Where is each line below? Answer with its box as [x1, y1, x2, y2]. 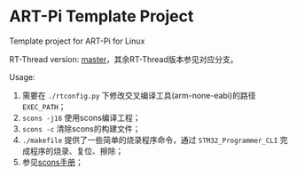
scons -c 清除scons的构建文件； [21, 123, 141, 134]
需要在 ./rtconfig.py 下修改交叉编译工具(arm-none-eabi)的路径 [21, 90, 256, 100]
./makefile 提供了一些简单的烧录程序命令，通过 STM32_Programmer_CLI [21, 134, 278, 145]
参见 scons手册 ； [21, 156, 84, 167]
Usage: [9, 71, 35, 82]
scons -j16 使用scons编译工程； [21, 112, 141, 123]
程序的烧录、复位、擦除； [29, 145, 124, 156]
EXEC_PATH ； [21, 100, 66, 112]
